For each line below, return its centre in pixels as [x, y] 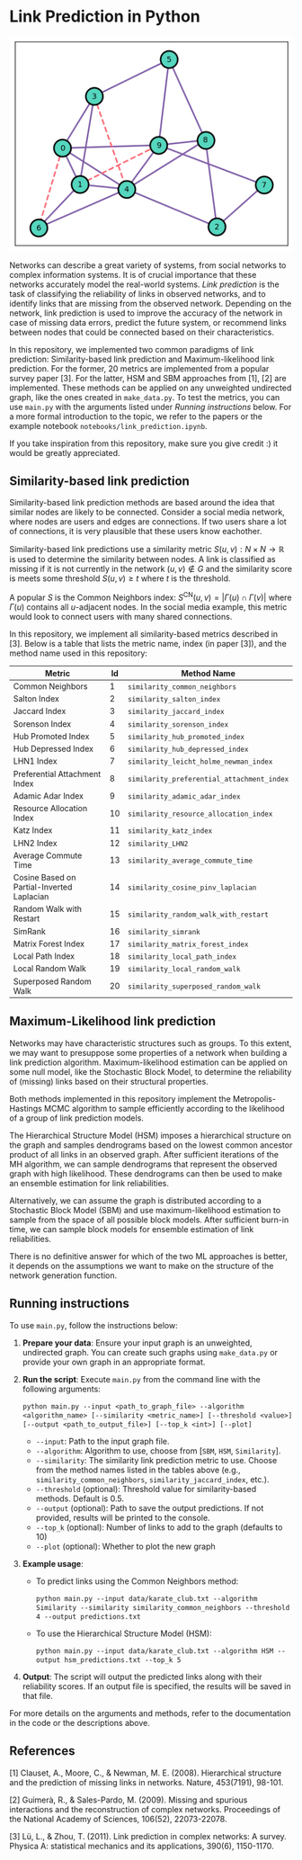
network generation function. [63, 1275]
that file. [38, 1695]
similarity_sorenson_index [178, 724]
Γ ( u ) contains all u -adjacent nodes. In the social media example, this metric [148, 607]
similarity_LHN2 [158, 844]
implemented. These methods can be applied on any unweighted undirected [151, 388]
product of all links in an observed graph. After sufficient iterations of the [144, 1154]
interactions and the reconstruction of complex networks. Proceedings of [145, 1809]
